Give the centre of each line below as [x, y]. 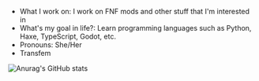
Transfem [35, 53]
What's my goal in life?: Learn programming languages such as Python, [135, 28]
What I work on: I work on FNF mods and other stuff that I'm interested [135, 11]
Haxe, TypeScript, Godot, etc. [68, 36]
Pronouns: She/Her [51, 45]
